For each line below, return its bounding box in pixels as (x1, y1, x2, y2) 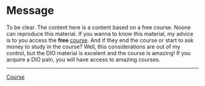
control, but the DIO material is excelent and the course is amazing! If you (6, 49, 191, 56)
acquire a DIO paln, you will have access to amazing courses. (6, 56, 160, 63)
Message (6, 4, 54, 18)
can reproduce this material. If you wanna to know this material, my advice (6, 30, 193, 37)
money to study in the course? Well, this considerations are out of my (6, 43, 181, 50)
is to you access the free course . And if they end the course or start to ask (6, 36, 194, 44)
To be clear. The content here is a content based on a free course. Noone (6, 24, 191, 31)
